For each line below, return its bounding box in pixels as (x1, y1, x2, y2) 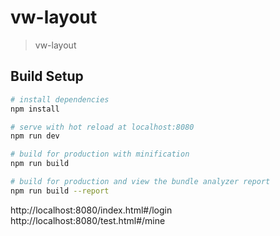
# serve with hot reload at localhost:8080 (10, 122, 195, 132)
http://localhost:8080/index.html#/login (10, 204, 173, 216)
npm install (10, 104, 60, 114)
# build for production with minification (10, 149, 190, 160)
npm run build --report (10, 186, 110, 196)
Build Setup (10, 68, 84, 85)
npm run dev (10, 131, 60, 141)
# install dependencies (10, 94, 110, 105)
